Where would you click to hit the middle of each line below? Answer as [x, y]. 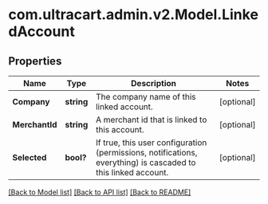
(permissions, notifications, [146, 153]
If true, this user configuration [151, 143]
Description [154, 83]
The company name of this [146, 97]
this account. [120, 129]
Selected [30, 157]
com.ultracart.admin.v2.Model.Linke [134, 15]
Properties [35, 61]
